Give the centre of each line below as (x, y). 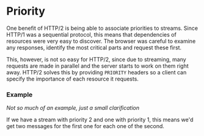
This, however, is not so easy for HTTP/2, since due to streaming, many (96, 59)
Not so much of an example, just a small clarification (73, 108)
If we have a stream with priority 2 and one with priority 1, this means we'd (100, 120)
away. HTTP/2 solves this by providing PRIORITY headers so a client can (97, 72)
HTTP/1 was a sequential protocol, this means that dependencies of (92, 34)
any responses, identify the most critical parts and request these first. (94, 48)
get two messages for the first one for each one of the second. (86, 126)
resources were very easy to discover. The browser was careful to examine (101, 41)
